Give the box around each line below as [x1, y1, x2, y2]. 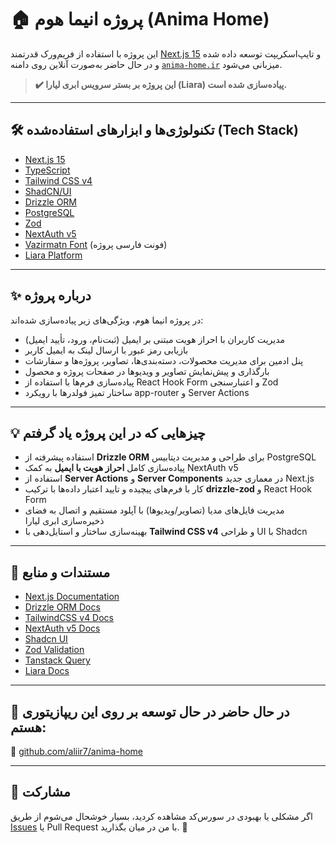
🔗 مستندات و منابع [10, 564, 111, 581]
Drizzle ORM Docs [24, 601, 101, 613]
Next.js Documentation [24, 591, 120, 603]
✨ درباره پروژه [10, 287, 92, 305]
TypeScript [24, 164, 71, 176]
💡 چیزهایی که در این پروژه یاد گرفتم [10, 424, 206, 441]
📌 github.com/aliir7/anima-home [10, 746, 144, 757]
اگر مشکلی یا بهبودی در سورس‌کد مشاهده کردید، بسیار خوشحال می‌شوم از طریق [10, 810, 313, 822]
